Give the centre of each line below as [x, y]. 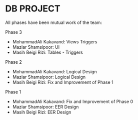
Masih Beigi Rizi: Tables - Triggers [48, 52]
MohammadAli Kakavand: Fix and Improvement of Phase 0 [73, 101]
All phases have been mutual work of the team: [54, 22]
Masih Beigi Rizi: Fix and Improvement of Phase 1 [63, 82]
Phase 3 [14, 32]
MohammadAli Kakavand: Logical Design [54, 71]
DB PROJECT [33, 9]
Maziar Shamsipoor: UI [36, 47]
